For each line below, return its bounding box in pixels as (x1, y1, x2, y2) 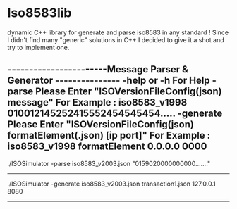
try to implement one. (7, 43, 70, 51)
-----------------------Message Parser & (7, 63, 189, 75)
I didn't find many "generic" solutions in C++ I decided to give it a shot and (7, 35, 224, 44)
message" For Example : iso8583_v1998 (7, 96, 188, 108)
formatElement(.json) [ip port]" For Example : (7, 129, 211, 141)
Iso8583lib (7, 5, 72, 21)
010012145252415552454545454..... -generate (7, 108, 223, 120)
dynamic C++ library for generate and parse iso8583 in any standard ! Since (7, 28, 229, 37)
